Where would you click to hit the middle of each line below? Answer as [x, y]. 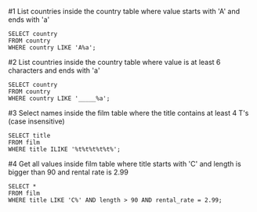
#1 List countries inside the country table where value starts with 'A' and [124, 11]
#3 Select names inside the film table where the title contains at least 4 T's [128, 113]
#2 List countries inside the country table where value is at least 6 [114, 62]
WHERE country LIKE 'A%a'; [52, 48]
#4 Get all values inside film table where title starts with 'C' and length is [125, 164]
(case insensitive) [36, 121]
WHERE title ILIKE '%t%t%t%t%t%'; [65, 149]
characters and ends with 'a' [54, 70]
